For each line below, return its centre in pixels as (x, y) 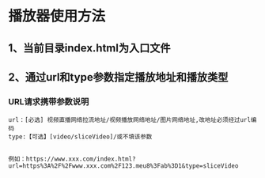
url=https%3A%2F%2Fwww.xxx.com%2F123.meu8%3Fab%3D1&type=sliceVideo (123, 166)
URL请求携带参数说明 (49, 101)
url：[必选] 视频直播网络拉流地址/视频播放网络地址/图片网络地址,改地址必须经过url (130, 120)
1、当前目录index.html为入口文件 (89, 48)
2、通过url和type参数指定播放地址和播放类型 (118, 77)
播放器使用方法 (57, 16)
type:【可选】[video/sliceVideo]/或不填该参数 (80, 137)
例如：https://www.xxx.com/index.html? (72, 159)
